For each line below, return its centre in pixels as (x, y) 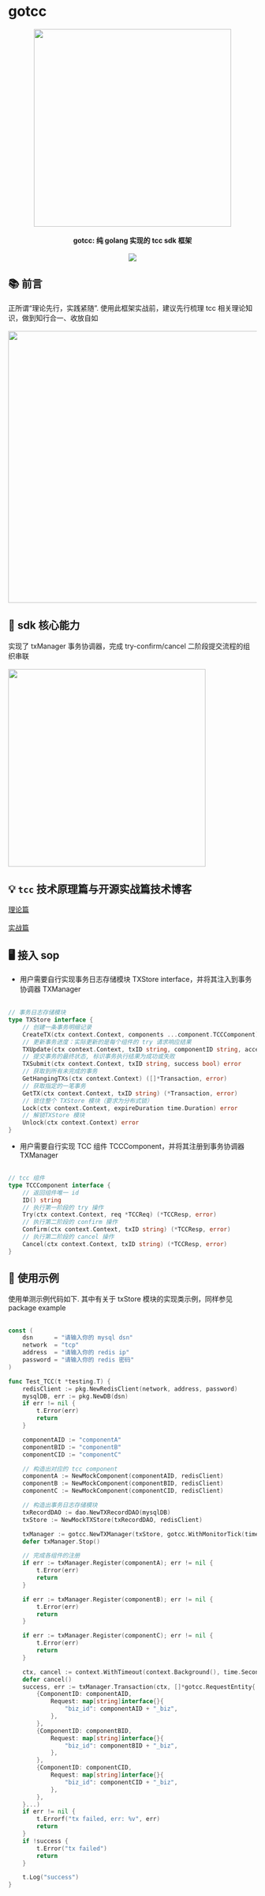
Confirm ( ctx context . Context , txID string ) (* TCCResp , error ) (127, 1229)
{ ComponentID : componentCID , (84, 1768)
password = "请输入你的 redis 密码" (78, 1360)
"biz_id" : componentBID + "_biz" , (121, 1746)
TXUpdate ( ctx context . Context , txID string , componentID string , (132, 1049)
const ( (21, 1331)
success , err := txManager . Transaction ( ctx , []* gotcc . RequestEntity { (139, 1686)
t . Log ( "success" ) (51, 1877)
